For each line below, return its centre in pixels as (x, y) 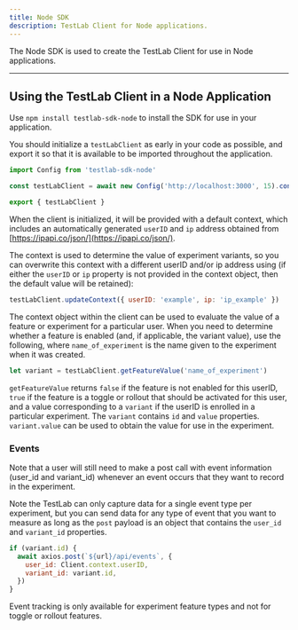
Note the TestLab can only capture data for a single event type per (131, 503)
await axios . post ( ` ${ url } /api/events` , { (95, 556)
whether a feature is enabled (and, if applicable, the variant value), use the (145, 335)
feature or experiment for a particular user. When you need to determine (141, 326)
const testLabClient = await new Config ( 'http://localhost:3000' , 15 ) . (144, 186)
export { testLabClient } (57, 202)
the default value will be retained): (71, 283)
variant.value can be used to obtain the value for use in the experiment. (142, 425)
